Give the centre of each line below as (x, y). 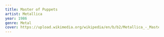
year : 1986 (16, 18)
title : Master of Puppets (31, 9)
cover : (12, 27)
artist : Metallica (24, 14)
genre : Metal (18, 23)
